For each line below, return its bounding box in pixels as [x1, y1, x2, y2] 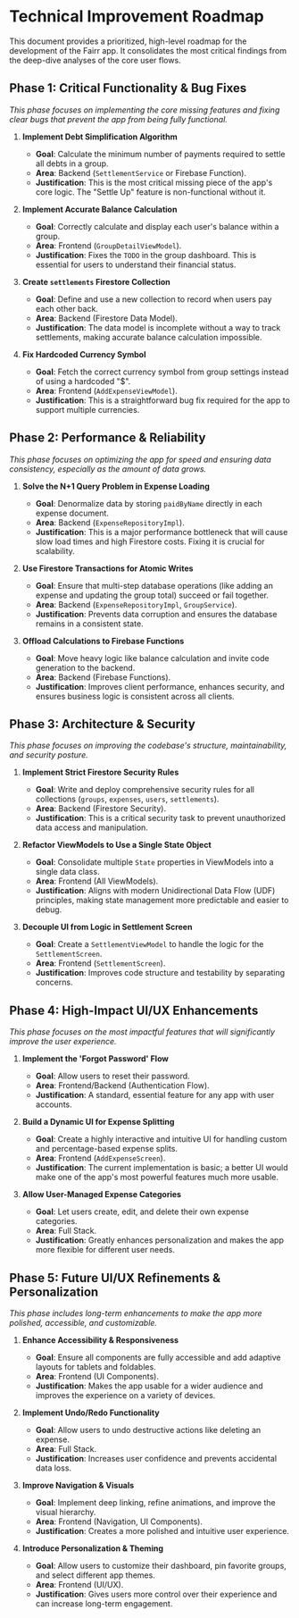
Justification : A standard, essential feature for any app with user [35, 1090, 275, 1101]
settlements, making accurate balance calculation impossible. [35, 331, 262, 342]
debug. [35, 904, 62, 915]
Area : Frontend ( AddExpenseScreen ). [35, 1153, 166, 1163]
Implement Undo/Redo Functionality [21, 1407, 160, 1418]
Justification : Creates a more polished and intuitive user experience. [35, 1526, 290, 1536]
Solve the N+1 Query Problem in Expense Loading [21, 481, 210, 491]
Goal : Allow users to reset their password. [35, 1070, 190, 1082]
